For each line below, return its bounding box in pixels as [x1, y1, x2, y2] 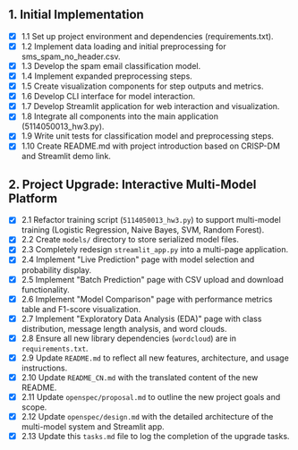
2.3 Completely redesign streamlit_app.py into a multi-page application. [21, 244, 288, 255]
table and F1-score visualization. [21, 303, 141, 314]
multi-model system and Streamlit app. [21, 421, 165, 432]
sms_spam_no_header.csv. [21, 51, 122, 62]
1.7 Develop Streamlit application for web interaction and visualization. [21, 101, 280, 112]
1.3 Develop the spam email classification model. [21, 60, 201, 71]
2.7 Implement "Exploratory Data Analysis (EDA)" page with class [21, 313, 262, 324]
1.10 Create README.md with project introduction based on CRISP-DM [21, 140, 281, 151]
